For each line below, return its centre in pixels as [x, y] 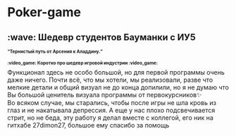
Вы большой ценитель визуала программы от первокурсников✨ [105, 94]
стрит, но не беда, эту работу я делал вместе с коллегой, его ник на [110, 118]
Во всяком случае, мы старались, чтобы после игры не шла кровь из [112, 102]
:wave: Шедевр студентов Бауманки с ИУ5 [101, 37]
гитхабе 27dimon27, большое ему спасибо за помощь [88, 125]
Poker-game [44, 12]
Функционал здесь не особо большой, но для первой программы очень [116, 72]
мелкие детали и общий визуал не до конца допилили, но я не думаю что [118, 87]
